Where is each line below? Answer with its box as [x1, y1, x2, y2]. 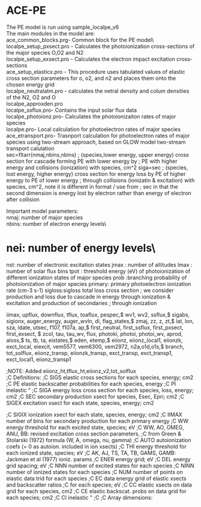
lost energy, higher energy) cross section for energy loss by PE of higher [6, 170, 186, 177]
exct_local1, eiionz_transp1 [6, 356, 71, 363]
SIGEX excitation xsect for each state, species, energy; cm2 [6, 399, 154, 406]
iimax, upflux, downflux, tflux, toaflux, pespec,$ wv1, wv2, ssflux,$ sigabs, [6, 311, 190, 318]
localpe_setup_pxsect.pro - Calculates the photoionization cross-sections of [6, 43, 195, 50]
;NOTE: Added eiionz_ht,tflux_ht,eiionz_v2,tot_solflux [6, 367, 137, 374]
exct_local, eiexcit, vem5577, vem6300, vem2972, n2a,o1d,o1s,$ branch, [6, 343, 185, 350]
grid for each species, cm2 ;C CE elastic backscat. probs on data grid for [6, 487, 187, 494]
